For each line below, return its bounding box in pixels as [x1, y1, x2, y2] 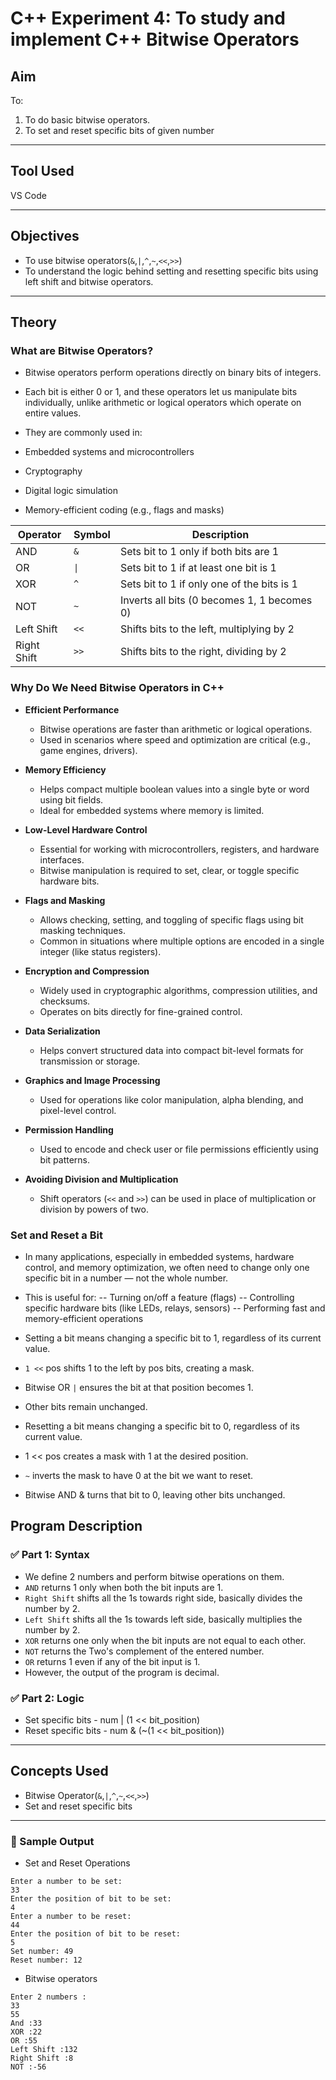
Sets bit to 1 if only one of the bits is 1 [119, 577, 298, 591]
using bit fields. [39, 793, 104, 806]
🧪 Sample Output [10, 1834, 95, 1848]
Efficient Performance [24, 703, 120, 716]
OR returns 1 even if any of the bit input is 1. [24, 1655, 201, 1667]
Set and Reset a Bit [10, 1228, 103, 1242]
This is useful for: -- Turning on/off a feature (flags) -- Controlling [24, 1291, 295, 1303]
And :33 [10, 2018, 43, 2028]
